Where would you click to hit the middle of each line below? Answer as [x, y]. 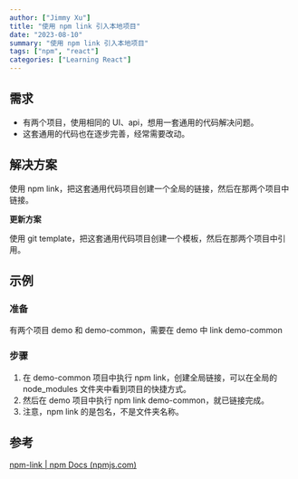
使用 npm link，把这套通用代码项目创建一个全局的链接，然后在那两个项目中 [149, 188]
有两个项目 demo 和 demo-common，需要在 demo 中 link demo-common [146, 331]
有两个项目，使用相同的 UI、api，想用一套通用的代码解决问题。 [140, 122]
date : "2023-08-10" [46, 34]
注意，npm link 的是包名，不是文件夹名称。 [103, 411]
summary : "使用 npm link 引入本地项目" [79, 43]
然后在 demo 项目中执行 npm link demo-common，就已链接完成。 [146, 400]
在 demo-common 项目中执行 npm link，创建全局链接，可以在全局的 [150, 378]
